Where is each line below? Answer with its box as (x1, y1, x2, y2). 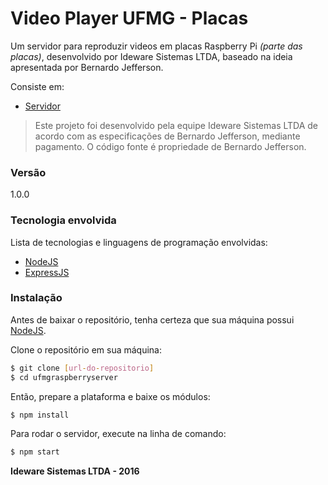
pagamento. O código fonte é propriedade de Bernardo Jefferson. (34, 140, 307, 152)
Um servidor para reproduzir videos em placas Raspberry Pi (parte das (10, 40, 303, 52)
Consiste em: (10, 80, 65, 92)
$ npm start (10, 447, 60, 457)
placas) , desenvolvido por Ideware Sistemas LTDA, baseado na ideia (10, 50, 293, 62)
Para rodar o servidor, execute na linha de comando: (10, 428, 227, 440)
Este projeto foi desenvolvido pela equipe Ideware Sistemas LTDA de (34, 119, 319, 131)
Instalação (10, 291, 63, 305)
